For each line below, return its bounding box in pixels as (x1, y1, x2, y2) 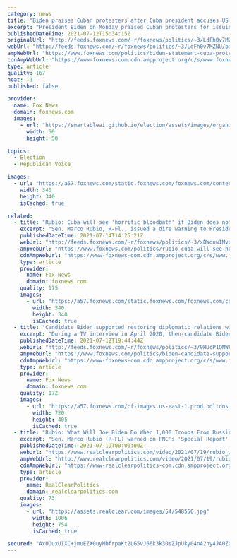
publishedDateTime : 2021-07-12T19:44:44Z (20, 337, 143, 345)
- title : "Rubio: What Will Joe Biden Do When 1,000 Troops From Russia (13, 429, 232, 437)
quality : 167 (7, 69, 46, 76)
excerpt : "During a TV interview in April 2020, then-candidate (20, 331, 213, 338)
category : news (7, 10, 52, 18)
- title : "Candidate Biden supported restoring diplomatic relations (13, 324, 222, 331)
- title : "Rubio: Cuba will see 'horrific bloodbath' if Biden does (13, 219, 219, 226)
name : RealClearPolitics (25, 482, 99, 489)
